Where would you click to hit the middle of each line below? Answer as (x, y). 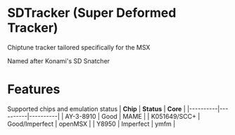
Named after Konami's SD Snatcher (59, 60)
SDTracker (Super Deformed (92, 13)
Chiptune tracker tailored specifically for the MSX (79, 47)
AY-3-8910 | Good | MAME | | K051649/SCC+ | (133, 116)
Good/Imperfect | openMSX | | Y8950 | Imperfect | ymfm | (91, 124)
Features (34, 90)
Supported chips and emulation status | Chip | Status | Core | (97, 109)
